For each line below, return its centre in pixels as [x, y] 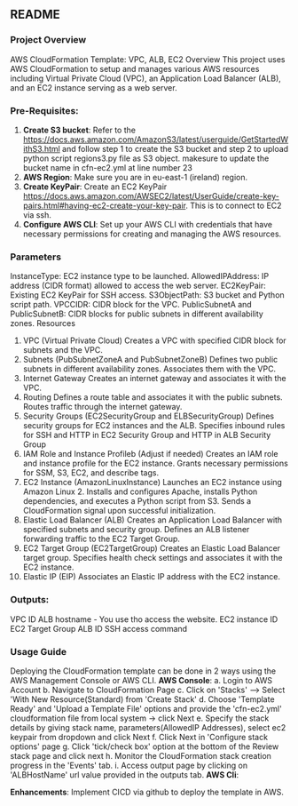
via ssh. [37, 215]
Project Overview [48, 40]
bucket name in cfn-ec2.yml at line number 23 [108, 167]
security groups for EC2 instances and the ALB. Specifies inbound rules [154, 426]
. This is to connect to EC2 [234, 205]
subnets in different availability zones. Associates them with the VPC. [149, 369]
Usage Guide [39, 651]
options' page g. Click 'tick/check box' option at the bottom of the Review [145, 746]
